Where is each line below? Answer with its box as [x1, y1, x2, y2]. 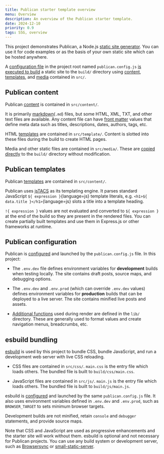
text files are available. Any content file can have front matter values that [5, 116, 152, 122]
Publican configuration [5, 238, 77, 246]
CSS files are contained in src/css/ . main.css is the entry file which [12, 363, 148, 369]
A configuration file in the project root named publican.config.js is [5, 64, 141, 69]
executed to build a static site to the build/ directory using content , [5, 69, 141, 74]
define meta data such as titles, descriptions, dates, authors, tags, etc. [5, 121, 147, 127]
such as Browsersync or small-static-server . [5, 444, 95, 450]
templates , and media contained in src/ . [5, 74, 86, 80]
